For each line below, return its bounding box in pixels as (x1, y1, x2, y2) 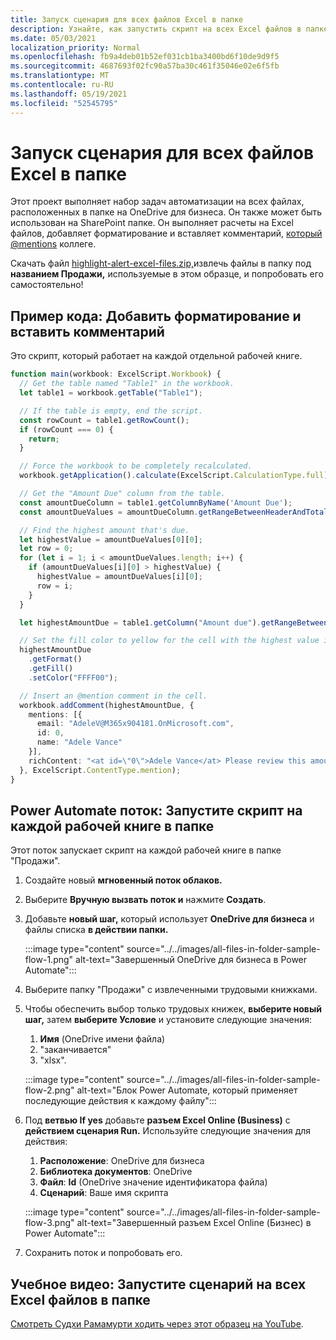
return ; (28, 434, 60, 444)
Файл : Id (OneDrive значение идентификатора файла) (39, 1176, 268, 1188)
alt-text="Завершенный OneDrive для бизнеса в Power (75, 954, 308, 966)
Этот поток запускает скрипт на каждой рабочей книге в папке (10, 844, 282, 856)
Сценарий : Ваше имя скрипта (39, 1187, 169, 1199)
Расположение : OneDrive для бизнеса (39, 1155, 205, 1167)
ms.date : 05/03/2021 (10, 33, 97, 43)
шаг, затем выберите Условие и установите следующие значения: (24, 1014, 313, 1026)
